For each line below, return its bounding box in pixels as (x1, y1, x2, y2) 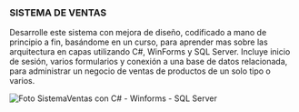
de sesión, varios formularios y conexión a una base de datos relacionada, (9, 56, 288, 67)
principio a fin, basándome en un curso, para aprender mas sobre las (9, 36, 268, 47)
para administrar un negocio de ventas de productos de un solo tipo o (9, 66, 271, 76)
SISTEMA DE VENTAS (9, 6, 107, 19)
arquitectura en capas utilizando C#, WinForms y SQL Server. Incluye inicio (9, 46, 291, 57)
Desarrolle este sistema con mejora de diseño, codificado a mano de (9, 27, 267, 38)
